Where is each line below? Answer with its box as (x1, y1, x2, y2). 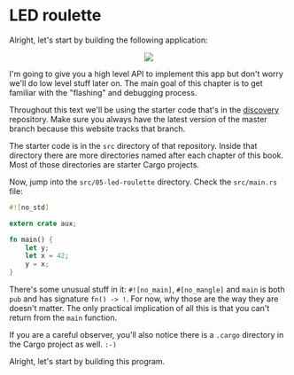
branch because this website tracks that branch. (9, 123, 186, 134)
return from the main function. (9, 312, 118, 324)
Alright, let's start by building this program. (9, 356, 166, 367)
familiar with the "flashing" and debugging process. (9, 87, 197, 98)
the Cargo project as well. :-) (9, 339, 117, 350)
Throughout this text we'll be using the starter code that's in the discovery (9, 104, 280, 115)
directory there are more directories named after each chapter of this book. (9, 150, 284, 160)
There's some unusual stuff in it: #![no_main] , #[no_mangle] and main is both (9, 285, 285, 295)
